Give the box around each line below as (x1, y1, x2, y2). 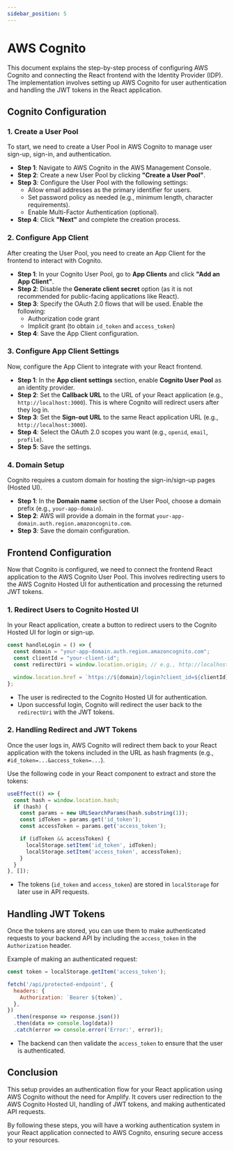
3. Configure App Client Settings (7, 346, 120, 356)
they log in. (17, 406, 50, 414)
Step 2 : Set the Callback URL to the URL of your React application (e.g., (17, 390, 224, 399)
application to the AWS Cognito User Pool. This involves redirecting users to (7, 572, 225, 581)
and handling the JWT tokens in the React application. (7, 85, 162, 94)
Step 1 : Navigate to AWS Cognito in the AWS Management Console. (17, 163, 211, 172)
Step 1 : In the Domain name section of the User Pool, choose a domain (17, 497, 221, 505)
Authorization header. (7, 942, 72, 950)
